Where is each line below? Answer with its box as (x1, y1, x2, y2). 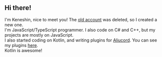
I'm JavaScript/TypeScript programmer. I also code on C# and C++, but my (4, 27, 156, 33)
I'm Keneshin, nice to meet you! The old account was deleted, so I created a (4, 16, 157, 22)
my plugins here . (4, 42, 39, 48)
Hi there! (4, 4, 32, 12)
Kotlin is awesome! (4, 47, 42, 53)
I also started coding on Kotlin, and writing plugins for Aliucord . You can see (4, 37, 157, 43)
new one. (4, 22, 23, 28)
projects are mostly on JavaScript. (4, 32, 74, 38)
